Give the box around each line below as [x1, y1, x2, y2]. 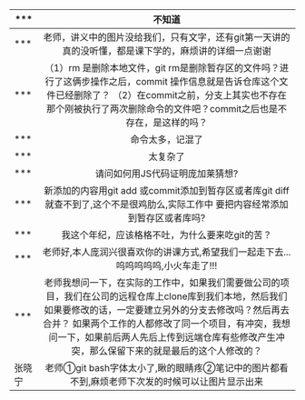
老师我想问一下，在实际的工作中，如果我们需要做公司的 [44, 276, 280, 289]
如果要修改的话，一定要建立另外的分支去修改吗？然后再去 [44, 304, 290, 316]
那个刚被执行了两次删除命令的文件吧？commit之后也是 [45, 103, 279, 115]
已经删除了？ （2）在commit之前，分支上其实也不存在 [55, 89, 288, 101]
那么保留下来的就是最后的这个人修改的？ [89, 345, 262, 357]
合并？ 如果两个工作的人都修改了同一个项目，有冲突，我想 [42, 317, 291, 330]
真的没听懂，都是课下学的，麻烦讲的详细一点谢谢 [62, 45, 271, 57]
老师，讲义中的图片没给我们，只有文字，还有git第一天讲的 [43, 31, 290, 44]
